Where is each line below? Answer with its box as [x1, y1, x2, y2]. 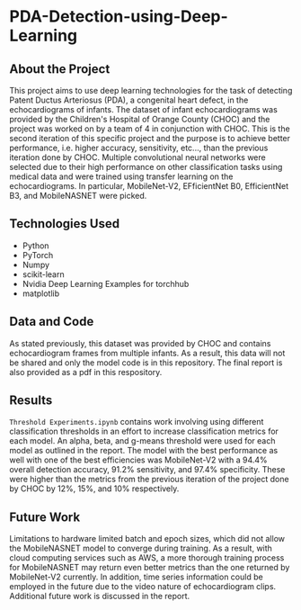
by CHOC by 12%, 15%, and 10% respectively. [9, 483, 180, 494]
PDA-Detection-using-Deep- [9, 6, 229, 27]
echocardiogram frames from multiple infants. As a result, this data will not [9, 347, 286, 358]
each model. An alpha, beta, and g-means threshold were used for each [9, 435, 276, 446]
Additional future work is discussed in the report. [9, 591, 190, 602]
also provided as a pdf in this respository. [9, 366, 163, 377]
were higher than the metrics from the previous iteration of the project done [9, 474, 289, 485]
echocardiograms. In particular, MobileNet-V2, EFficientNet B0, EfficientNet [9, 181, 289, 191]
